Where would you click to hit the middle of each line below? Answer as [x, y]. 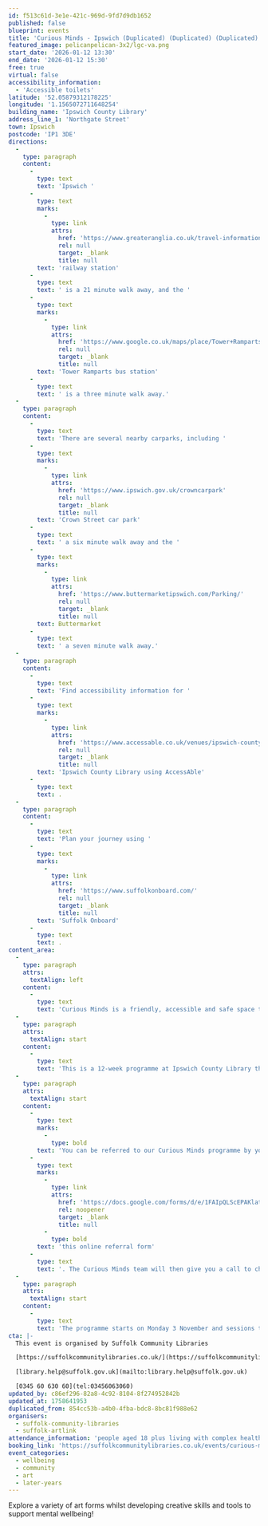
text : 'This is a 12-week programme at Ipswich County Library [144, 1069]
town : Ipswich [32, 127]
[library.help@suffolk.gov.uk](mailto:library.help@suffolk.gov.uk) [132, 1372]
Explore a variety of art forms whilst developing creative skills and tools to [130, 1505]
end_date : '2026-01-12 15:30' [59, 61]
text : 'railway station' [78, 268]
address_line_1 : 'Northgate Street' [69, 120]
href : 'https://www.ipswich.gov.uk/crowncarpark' [142, 490]
